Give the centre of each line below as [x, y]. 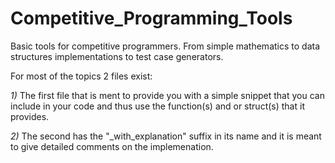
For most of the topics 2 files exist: [81, 76]
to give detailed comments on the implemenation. [112, 146]
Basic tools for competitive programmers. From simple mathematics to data [165, 46]
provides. [30, 116]
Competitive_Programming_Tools [151, 18]
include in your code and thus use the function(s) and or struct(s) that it [157, 106]
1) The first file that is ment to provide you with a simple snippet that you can [167, 95]
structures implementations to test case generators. [117, 56]
